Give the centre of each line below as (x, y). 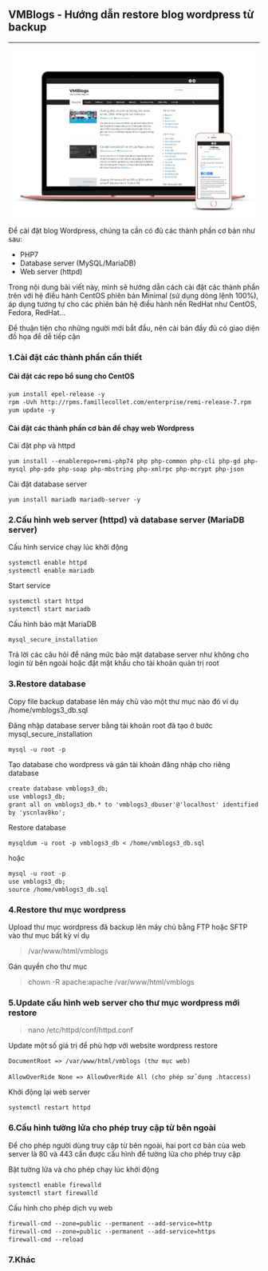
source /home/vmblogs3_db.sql (59, 889)
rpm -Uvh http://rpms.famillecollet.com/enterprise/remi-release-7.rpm (130, 402)
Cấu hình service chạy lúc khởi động (68, 547)
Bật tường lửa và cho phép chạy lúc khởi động (84, 1169)
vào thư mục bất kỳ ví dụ (49, 936)
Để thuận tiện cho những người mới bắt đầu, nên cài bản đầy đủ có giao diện (134, 328)
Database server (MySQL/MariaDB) (78, 263)
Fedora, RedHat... (37, 312)
